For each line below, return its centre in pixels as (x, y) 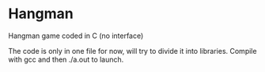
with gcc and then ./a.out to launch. (66, 59)
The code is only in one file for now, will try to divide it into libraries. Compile (132, 51)
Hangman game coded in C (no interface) (76, 36)
